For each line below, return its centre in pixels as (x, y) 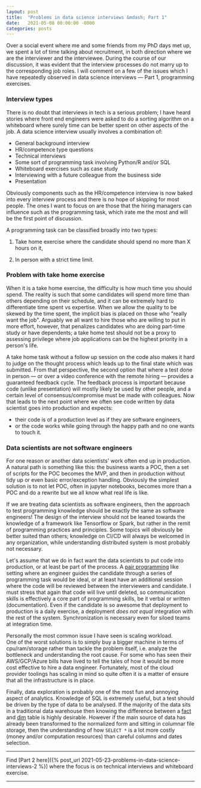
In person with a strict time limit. (54, 259)
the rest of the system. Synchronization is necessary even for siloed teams (98, 618)
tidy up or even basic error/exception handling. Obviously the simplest (93, 480)
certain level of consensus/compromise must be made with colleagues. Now (100, 395)
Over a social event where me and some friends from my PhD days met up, (99, 46)
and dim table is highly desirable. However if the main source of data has (96, 717)
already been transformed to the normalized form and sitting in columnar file (100, 724)
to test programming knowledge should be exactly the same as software (95, 511)
